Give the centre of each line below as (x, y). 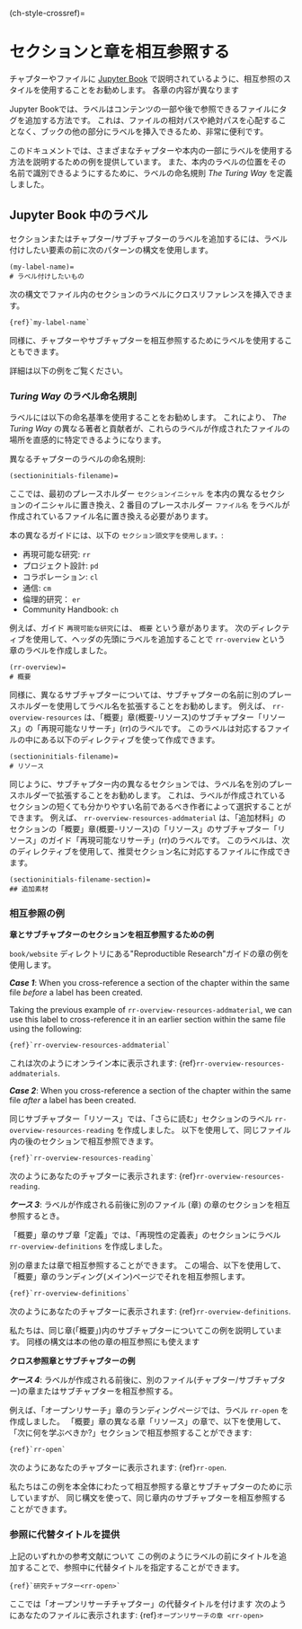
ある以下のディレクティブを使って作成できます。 (130, 739)
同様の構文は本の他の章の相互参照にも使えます (113, 1341)
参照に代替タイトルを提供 (65, 1535)
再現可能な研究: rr (57, 554)
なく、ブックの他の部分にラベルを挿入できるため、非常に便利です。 (142, 131)
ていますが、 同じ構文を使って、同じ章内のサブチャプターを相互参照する (151, 1498)
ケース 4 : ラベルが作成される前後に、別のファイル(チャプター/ (124, 1380)
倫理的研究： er (51, 599)
